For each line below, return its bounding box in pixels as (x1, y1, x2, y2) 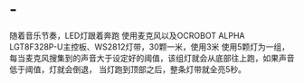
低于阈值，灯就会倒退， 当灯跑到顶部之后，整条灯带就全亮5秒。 (9, 63, 247, 75)
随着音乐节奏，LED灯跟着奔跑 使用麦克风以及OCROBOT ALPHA (9, 30, 246, 41)
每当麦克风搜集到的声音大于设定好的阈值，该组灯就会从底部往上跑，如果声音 (9, 52, 295, 63)
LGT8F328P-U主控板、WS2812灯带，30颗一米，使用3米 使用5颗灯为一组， (9, 41, 290, 52)
